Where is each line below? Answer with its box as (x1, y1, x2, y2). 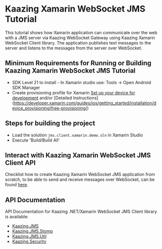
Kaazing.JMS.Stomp (12, 228, 53, 234)
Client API (5, 159, 36, 167)
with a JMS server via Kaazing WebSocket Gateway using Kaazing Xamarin (5, 35, 155, 41)
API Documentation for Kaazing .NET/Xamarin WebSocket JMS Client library (5, 209, 157, 215)
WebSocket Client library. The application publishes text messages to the (5, 40, 151, 45)
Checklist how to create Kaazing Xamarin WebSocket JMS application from (5, 172, 155, 177)
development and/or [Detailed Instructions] (12, 95, 98, 101)
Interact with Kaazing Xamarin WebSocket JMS (5, 151, 151, 159)
